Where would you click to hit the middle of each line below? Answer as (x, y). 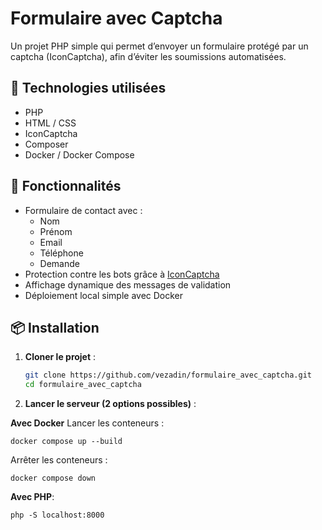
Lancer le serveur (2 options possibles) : (110, 404)
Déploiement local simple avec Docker (104, 295)
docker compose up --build (66, 442)
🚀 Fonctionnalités (66, 186)
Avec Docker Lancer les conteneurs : (87, 423)
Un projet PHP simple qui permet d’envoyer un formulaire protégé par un (159, 46)
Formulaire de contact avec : (83, 210)
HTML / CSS (50, 123)
